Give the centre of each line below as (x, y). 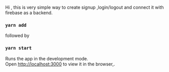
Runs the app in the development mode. (47, 58)
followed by (17, 35)
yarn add (16, 25)
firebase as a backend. (29, 13)
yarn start (18, 48)
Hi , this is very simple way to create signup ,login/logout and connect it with (84, 7)
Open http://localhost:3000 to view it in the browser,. (60, 64)
